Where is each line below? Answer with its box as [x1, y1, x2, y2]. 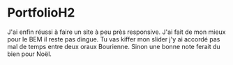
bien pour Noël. [7, 50, 52, 58]
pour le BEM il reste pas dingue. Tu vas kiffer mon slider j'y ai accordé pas [7, 35, 220, 43]
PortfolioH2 [7, 5, 75, 21]
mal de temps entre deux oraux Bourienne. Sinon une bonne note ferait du [7, 42, 221, 50]
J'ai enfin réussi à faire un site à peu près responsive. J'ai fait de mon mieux [7, 28, 226, 36]
